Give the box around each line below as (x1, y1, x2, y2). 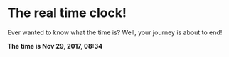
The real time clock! (7, 5, 127, 21)
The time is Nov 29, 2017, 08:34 (7, 42, 103, 50)
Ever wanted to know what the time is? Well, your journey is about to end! (7, 28, 223, 37)
